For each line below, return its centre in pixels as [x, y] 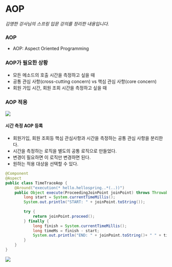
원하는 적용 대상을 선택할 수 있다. [45, 164]
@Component [17, 174]
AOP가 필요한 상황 [27, 63]
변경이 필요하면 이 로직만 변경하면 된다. [52, 157]
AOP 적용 [16, 102]
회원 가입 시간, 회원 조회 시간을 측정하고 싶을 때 [60, 88]
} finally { [37, 221]
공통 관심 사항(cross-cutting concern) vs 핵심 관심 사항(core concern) [85, 81]
